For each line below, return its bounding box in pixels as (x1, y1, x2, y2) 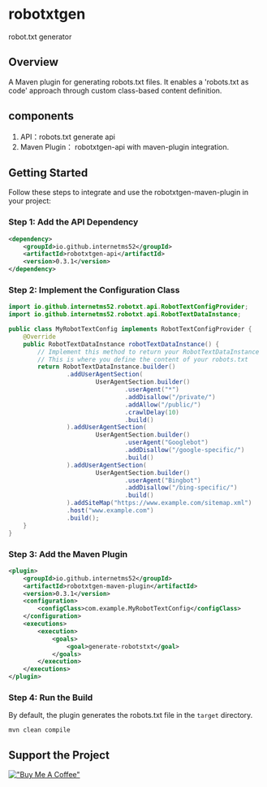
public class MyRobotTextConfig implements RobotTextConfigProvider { (8, 325, 252, 333)
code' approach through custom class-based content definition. (8, 85, 222, 95)
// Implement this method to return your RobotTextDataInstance (37, 347, 260, 356)
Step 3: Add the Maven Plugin (8, 548, 128, 559)
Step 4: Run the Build (8, 692, 93, 703)
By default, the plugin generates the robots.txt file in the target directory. (8, 711, 253, 720)
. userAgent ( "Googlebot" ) (124, 438, 209, 447)
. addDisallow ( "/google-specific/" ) (124, 446, 245, 454)
